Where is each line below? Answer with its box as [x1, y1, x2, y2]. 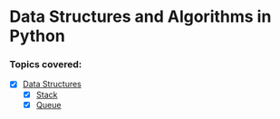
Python [9, 25, 65, 46]
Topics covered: [9, 58, 82, 71]
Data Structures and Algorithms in [9, 6, 272, 27]
